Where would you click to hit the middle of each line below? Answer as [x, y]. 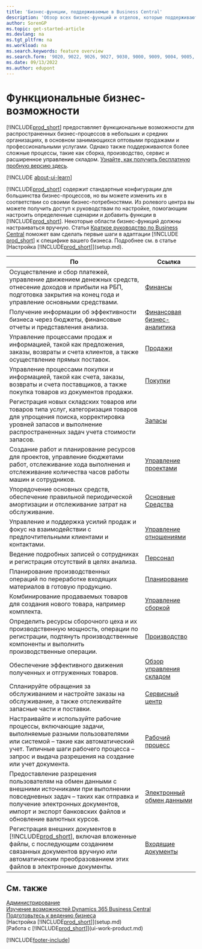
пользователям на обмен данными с [63, 781]
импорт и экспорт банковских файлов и [68, 811]
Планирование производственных [60, 572]
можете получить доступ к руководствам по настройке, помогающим [97, 208]
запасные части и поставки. [50, 709]
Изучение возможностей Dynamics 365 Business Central [79, 909]
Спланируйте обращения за [50, 686]
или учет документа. [40, 764]
